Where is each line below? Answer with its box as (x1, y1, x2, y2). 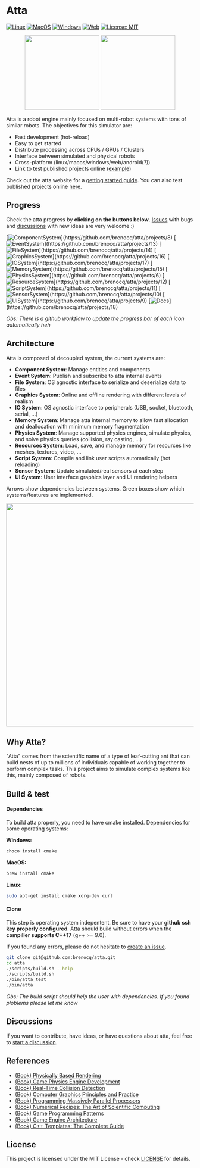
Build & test (6, 789, 49, 799)
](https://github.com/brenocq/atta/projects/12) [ (53, 278, 171, 285)
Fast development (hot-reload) (14, 133, 90, 140)
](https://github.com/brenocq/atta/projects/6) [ (49, 271, 165, 279)
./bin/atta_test (6, 977, 46, 983)
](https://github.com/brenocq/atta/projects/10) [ (47, 291, 165, 298)
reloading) (14, 461, 40, 468)
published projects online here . (6, 183, 82, 190)
